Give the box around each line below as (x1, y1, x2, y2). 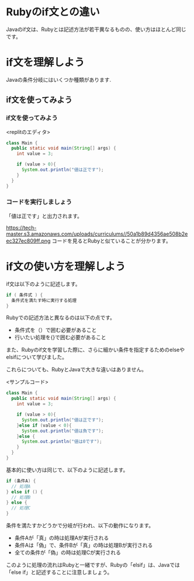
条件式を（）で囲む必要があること (14, 327, 97, 334)
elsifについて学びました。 (6, 354, 68, 361)
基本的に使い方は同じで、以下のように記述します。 (6, 466, 129, 473)
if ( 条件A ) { (6, 478, 36, 484)
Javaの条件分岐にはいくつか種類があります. (6, 76, 112, 83)
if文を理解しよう (6, 56, 85, 69)
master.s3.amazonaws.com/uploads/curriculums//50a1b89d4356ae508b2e (6, 230, 188, 237)
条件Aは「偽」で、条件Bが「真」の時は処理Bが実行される (14, 542, 153, 549)
